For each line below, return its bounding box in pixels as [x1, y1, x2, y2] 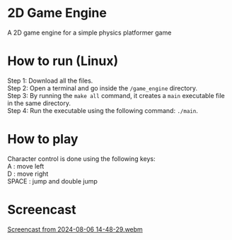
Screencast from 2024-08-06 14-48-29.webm [7, 224, 143, 234]
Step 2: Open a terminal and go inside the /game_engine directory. [7, 83, 198, 92]
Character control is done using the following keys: [7, 154, 156, 163]
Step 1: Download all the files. [7, 76, 93, 85]
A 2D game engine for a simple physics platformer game [7, 28, 172, 37]
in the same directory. [7, 99, 71, 107]
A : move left [7, 162, 45, 170]
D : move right [7, 169, 49, 178]
